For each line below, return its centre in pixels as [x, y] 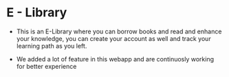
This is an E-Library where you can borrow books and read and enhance [119, 31]
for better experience [46, 66]
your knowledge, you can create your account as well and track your [113, 38]
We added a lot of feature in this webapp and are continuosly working [115, 59]
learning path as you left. [52, 46]
